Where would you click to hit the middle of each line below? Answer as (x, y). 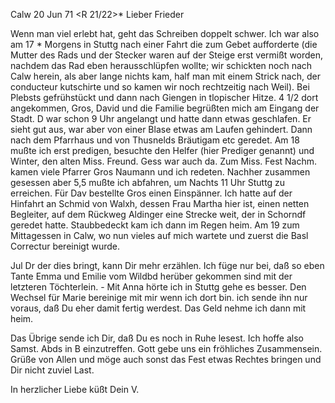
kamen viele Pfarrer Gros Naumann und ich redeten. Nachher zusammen (160, 172)
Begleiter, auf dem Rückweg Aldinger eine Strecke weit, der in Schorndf (158, 214)
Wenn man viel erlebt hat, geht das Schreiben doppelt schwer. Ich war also (165, 33)
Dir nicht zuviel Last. (52, 370)
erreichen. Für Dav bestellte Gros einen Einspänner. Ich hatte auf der (151, 193)
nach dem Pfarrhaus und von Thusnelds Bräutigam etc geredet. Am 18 (155, 140)
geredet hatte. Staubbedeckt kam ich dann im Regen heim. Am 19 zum (155, 225)
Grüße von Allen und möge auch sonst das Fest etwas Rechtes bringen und (166, 359)
